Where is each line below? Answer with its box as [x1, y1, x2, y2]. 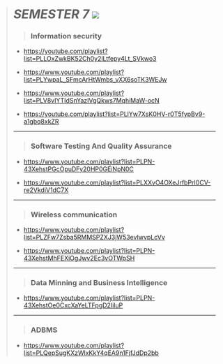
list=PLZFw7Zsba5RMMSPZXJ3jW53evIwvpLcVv [23, 233, 165, 242]
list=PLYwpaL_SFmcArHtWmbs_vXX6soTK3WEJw [23, 75, 168, 84]
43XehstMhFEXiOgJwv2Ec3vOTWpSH [23, 254, 135, 263]
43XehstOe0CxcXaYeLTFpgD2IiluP [23, 301, 123, 310]
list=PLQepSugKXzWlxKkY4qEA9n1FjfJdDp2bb [23, 349, 160, 357]
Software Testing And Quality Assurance [30, 141, 172, 151]
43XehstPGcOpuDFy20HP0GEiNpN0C [23, 164, 134, 173]
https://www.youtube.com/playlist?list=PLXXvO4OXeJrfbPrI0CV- [23, 178, 211, 187]
